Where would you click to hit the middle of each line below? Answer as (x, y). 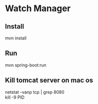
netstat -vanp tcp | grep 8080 (35, 92)
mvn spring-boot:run (26, 65)
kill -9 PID (15, 97)
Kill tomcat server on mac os (49, 80)
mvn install (16, 38)
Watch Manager (38, 9)
